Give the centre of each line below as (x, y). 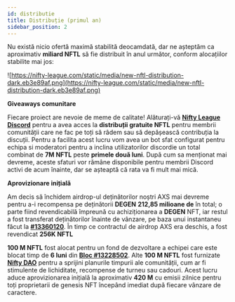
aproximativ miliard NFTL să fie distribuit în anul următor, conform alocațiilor (117, 54)
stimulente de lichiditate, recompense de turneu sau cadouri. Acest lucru (112, 270)
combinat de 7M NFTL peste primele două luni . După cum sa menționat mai (117, 155)
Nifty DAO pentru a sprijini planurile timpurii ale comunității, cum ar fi (107, 263)
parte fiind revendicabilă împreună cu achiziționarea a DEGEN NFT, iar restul (117, 212)
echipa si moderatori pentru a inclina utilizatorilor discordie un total (104, 147)
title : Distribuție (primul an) (54, 20)
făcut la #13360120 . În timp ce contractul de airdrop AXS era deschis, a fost (117, 227)
